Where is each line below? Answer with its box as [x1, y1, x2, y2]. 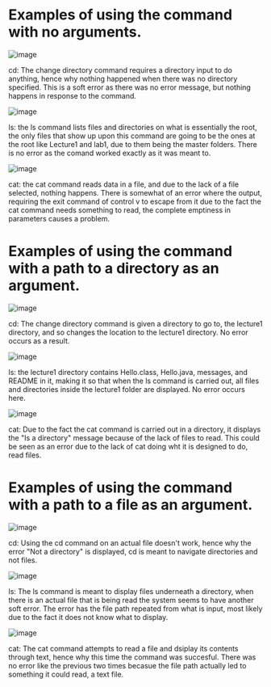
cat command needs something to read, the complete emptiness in [8, 204, 231, 215]
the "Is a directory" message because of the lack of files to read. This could [8, 432, 260, 442]
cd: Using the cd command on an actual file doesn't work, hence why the [8, 537, 252, 547]
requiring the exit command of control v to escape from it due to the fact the [8, 196, 262, 206]
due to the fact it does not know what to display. [8, 612, 169, 622]
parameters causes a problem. [8, 213, 110, 223]
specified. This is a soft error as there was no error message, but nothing [8, 82, 252, 92]
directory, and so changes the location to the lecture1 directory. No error [8, 327, 248, 337]
